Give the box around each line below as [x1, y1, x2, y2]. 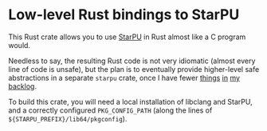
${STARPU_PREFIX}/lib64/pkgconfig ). [8, 113, 128, 123]
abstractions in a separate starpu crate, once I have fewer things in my [8, 73, 241, 82]
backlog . [8, 81, 37, 91]
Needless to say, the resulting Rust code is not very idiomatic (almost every [8, 56, 256, 65]
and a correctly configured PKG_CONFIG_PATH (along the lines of [8, 105, 213, 115]
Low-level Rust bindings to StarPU [8, 6, 240, 24]
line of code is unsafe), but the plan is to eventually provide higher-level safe [8, 64, 260, 73]
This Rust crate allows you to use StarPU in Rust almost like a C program [8, 32, 246, 42]
